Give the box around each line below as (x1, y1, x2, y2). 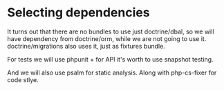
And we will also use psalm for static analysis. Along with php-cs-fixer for (7, 68, 217, 77)
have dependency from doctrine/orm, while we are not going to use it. (7, 34, 207, 42)
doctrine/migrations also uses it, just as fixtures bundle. (7, 42, 166, 50)
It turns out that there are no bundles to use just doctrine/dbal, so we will (7, 27, 214, 36)
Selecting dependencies (7, 5, 150, 21)
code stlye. (7, 75, 39, 83)
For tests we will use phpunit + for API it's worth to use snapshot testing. (7, 55, 214, 63)
